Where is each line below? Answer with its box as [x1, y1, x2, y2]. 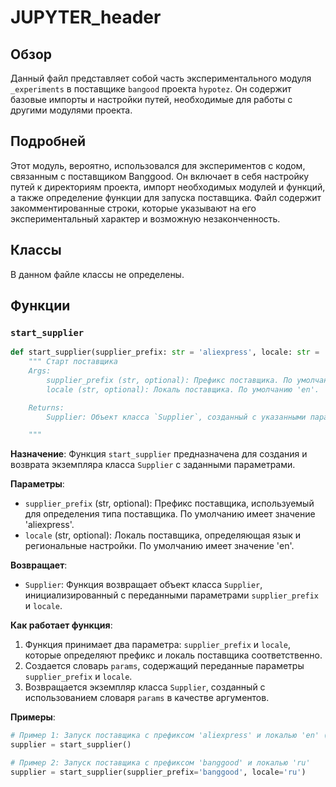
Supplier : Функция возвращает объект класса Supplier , [24, 579, 263, 591]
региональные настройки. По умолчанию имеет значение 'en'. [24, 540, 295, 552]
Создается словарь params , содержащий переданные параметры [24, 660, 305, 672]
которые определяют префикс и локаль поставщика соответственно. [24, 649, 323, 661]
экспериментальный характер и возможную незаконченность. [10, 212, 281, 225]
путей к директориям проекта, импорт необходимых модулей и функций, [10, 181, 326, 193]
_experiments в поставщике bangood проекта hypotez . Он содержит [10, 83, 292, 95]
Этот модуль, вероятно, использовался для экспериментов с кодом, [10, 159, 306, 171]
